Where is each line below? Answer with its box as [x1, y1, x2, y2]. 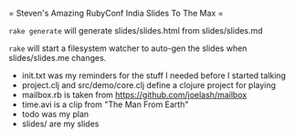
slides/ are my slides [21, 118, 100, 129]
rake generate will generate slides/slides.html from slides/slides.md [8, 25, 263, 35]
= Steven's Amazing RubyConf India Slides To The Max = [8, 8, 224, 18]
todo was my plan [21, 109, 90, 119]
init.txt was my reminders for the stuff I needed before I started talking [21, 70, 287, 81]
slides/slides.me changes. [8, 53, 107, 63]
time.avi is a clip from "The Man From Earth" [21, 99, 189, 110]
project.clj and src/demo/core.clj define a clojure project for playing [21, 80, 276, 90]
